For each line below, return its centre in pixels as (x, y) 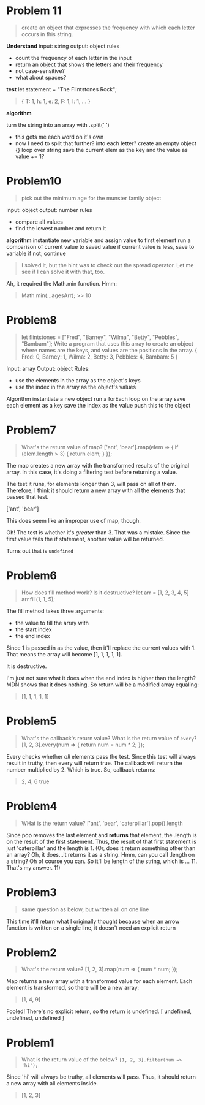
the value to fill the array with (52, 623)
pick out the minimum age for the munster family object (91, 198)
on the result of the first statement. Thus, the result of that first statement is (102, 841)
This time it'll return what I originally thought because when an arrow (93, 921)
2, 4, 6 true (35, 781)
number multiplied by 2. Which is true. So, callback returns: (81, 769)
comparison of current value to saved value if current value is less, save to (100, 246)
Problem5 (32, 721)
